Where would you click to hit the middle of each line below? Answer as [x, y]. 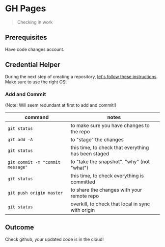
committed [83, 182]
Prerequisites [26, 37]
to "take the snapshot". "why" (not [110, 161]
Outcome [20, 228]
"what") [80, 168]
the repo [80, 131]
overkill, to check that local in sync [110, 204]
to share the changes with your [106, 190]
